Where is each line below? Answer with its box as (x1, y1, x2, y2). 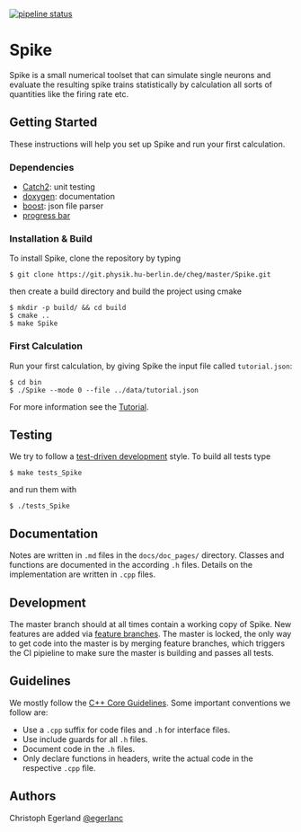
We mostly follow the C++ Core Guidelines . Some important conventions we (9, 697, 291, 708)
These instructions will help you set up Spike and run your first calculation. (9, 138, 286, 149)
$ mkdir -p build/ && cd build (9, 304, 127, 313)
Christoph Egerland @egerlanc (9, 812, 124, 823)
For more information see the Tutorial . (9, 401, 149, 412)
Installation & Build (9, 232, 93, 244)
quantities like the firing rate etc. (9, 88, 129, 99)
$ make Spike (9, 319, 58, 328)
